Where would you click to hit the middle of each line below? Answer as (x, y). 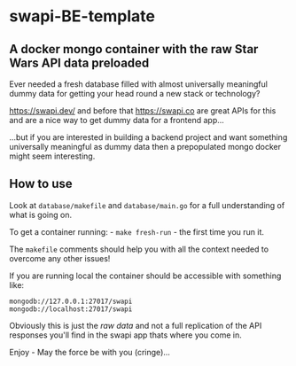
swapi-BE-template (82, 16)
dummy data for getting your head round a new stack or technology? (135, 93)
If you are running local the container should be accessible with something (145, 276)
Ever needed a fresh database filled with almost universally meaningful (139, 84)
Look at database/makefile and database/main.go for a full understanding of (147, 205)
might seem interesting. (52, 156)
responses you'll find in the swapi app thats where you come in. (125, 335)
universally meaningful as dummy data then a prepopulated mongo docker (145, 147)
